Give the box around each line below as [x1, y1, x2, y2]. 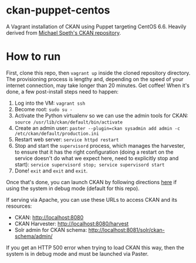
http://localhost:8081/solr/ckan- [88, 226, 165, 233]
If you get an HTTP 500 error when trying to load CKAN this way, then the [6, 244, 185, 251]
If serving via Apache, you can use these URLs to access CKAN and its [6, 196, 178, 203]
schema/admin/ [14, 232, 53, 239]
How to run [6, 50, 61, 64]
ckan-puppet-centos [6, 4, 110, 17]
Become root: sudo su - [14, 105, 73, 112]
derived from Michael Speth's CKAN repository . [6, 29, 121, 36]
